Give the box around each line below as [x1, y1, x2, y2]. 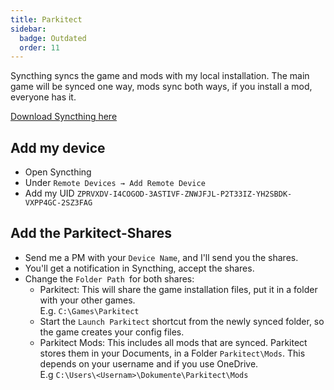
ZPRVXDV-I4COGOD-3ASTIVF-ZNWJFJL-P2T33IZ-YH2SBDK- [76, 189, 293, 200]
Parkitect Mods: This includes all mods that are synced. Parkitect [39, 336, 308, 348]
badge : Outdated [19, 33, 87, 43]
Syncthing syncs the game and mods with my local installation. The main [10, 70, 310, 82]
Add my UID [24, 187, 75, 200]
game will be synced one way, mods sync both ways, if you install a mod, [10, 81, 313, 93]
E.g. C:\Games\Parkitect [39, 304, 140, 316]
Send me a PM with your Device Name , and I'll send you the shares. [24, 251, 299, 263]
